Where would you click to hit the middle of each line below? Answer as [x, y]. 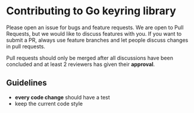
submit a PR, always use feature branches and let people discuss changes [97, 40]
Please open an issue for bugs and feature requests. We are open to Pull [95, 27]
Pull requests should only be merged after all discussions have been [90, 58]
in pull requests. [26, 46]
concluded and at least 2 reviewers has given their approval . [81, 64]
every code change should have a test [62, 97]
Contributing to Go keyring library [91, 11]
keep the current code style [49, 103]
